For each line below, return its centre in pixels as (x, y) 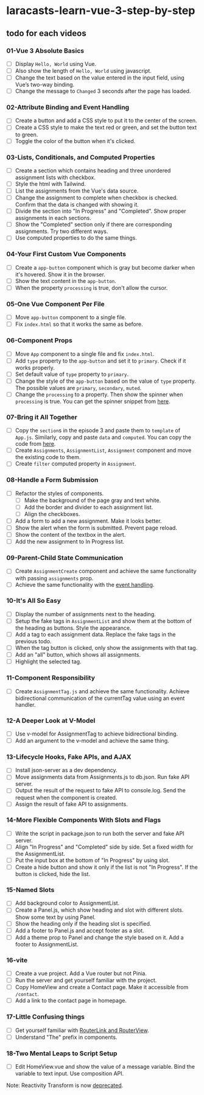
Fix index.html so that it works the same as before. (79, 324)
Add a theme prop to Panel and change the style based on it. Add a (99, 937)
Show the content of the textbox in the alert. (70, 535)
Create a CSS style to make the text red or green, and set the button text (106, 127)
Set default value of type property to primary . (72, 374)
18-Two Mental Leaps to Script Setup (62, 1053)
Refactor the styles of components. (59, 493)
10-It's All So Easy (34, 601)
